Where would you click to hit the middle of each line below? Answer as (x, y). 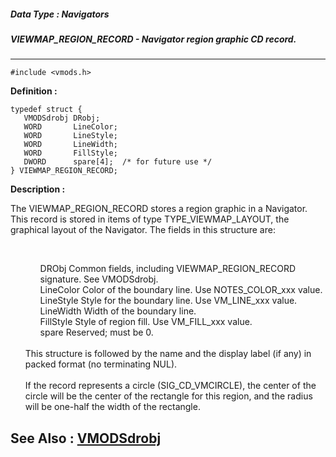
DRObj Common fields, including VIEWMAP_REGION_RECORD (168, 269)
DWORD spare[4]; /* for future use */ (118, 162)
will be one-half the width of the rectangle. (112, 407)
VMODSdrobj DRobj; (62, 118)
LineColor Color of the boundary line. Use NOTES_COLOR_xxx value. (181, 290)
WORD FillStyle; (70, 153)
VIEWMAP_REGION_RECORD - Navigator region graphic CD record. (153, 39)
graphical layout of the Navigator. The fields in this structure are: (143, 230)
